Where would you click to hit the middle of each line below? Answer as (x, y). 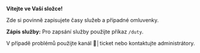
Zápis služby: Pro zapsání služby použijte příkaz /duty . (75, 32)
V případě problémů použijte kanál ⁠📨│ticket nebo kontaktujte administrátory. (101, 43)
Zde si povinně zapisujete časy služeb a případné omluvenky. (83, 20)
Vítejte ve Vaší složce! (35, 9)
